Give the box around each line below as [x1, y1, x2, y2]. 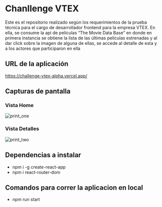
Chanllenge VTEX [5, 3, 79, 14]
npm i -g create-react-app [12, 164, 66, 170]
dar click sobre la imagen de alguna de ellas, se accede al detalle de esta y [5, 40, 157, 46]
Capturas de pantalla [5, 87, 70, 96]
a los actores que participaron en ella [5, 45, 80, 51]
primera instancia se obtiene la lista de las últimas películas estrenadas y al [5, 35, 158, 41]
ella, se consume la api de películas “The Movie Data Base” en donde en [5, 30, 152, 35]
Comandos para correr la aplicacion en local [5, 183, 143, 192]
